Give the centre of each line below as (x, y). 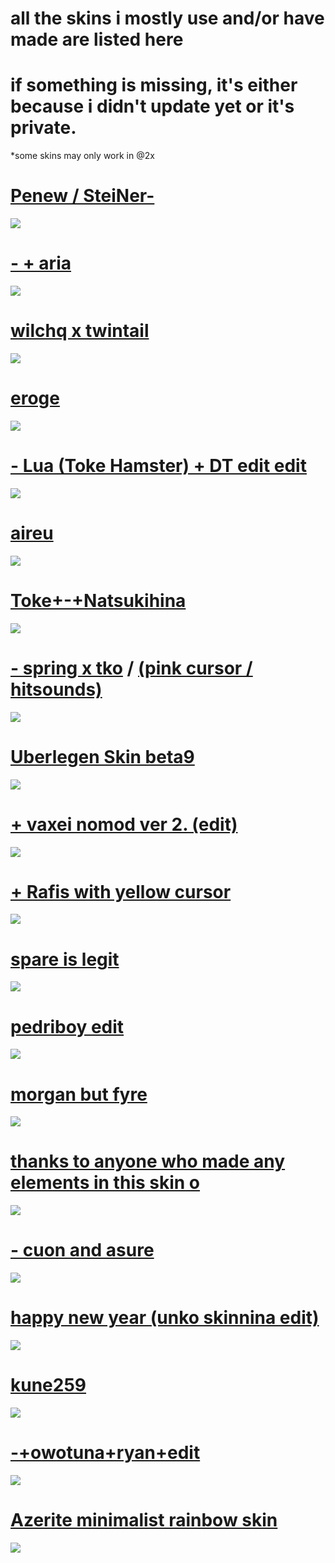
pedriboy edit (67, 1026)
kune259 (48, 1385)
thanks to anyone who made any (148, 1161)
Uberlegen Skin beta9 (102, 756)
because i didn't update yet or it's (152, 106)
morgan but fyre (79, 1094)
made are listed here (97, 39)
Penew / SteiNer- (82, 196)
